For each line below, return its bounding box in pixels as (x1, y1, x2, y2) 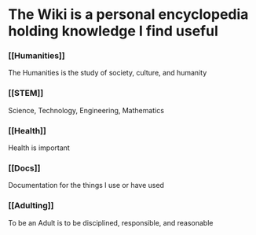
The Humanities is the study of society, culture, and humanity (8, 68, 207, 78)
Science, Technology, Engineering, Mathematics (8, 105, 165, 115)
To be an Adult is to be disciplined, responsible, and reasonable (8, 218, 214, 227)
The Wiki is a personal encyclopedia (8, 6, 249, 24)
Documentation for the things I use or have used (8, 181, 165, 190)
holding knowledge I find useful (8, 22, 218, 40)
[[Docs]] (8, 163, 41, 174)
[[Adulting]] (8, 200, 54, 211)
